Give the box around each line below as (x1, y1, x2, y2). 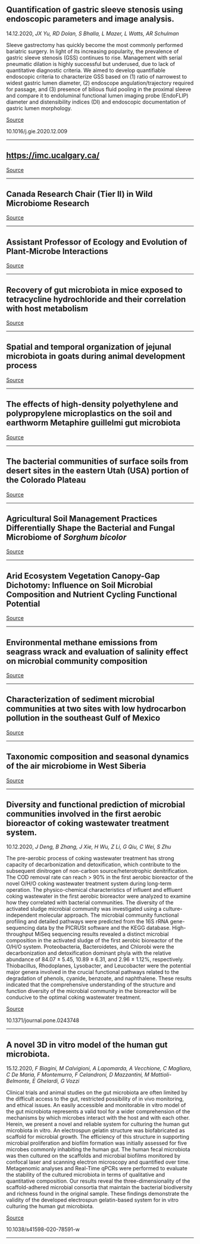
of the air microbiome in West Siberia (6, 761, 146, 771)
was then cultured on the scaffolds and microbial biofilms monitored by (6, 1152, 181, 1160)
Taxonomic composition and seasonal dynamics (6, 752, 189, 762)
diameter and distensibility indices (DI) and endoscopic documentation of (6, 98, 186, 105)
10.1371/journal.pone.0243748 (6, 1017, 79, 1024)
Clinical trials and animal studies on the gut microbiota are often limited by (6, 1089, 187, 1096)
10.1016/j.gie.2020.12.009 (6, 127, 68, 134)
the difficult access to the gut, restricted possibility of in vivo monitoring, (6, 1095, 185, 1102)
